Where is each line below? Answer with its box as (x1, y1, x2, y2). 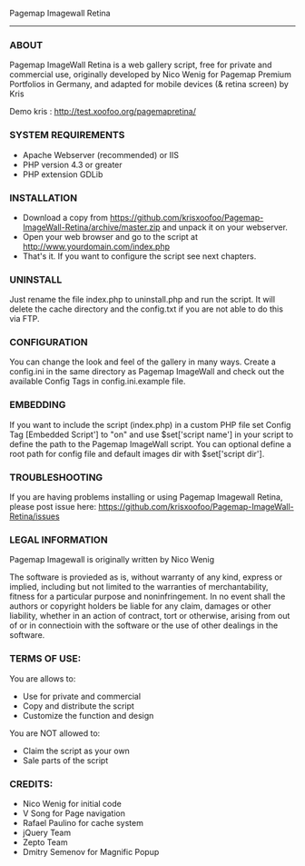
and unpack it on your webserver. (162, 222, 289, 233)
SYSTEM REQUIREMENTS (9, 129, 125, 142)
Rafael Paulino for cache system (22, 817, 143, 828)
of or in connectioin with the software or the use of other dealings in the (9, 620, 279, 631)
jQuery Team (22, 827, 71, 838)
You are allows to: (9, 672, 76, 684)
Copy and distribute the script (22, 700, 134, 712)
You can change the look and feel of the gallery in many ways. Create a (9, 356, 277, 367)
